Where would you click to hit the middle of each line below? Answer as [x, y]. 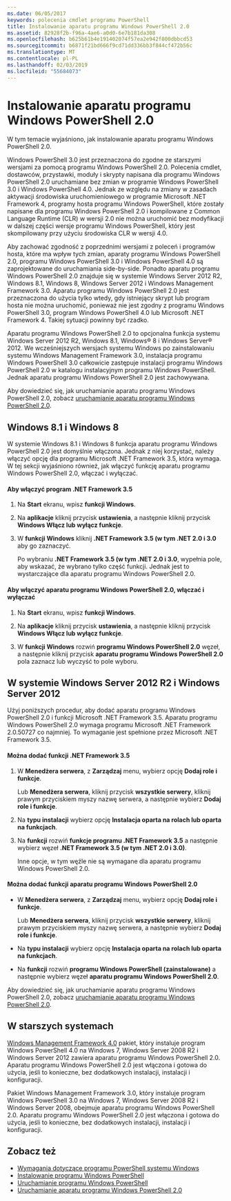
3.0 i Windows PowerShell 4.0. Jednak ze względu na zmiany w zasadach [112, 189]
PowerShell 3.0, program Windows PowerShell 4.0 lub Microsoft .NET [106, 313]
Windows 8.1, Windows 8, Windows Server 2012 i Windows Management [110, 283]
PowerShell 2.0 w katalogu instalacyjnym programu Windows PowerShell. [111, 370]
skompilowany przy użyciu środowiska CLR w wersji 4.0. [87, 233]
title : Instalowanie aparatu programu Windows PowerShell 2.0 [98, 26]
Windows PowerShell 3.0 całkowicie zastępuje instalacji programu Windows [115, 363]
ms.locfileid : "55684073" [44, 71]
